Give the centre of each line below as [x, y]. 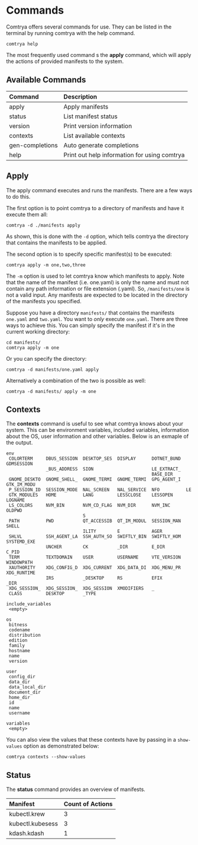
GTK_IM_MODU [21, 485]
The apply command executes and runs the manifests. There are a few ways [99, 190]
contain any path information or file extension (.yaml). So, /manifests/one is [98, 288]
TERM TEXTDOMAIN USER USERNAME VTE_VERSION [95, 557]
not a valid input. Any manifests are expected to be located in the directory [97, 295]
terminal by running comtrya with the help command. [71, 33]
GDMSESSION [20, 464]
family [17, 646]
